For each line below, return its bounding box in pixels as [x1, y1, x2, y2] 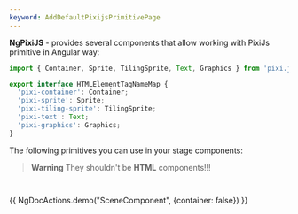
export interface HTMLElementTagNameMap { [9, 80, 169, 88]
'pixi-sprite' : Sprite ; [17, 96, 105, 105]
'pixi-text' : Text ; [17, 112, 90, 121]
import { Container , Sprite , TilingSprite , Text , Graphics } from [9, 64, 260, 73]
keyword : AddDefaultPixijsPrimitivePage [9, 12, 161, 22]
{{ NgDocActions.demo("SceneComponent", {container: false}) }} [9, 195, 248, 205]
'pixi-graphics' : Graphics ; [17, 120, 122, 129]
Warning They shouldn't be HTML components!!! [30, 162, 211, 172]
